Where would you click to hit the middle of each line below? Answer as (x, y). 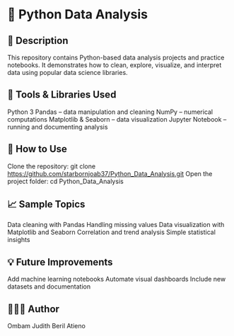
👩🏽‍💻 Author (34, 309)
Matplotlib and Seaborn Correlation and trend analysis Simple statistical (111, 232)
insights (19, 240)
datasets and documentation (49, 286)
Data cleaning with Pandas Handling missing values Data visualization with (116, 225)
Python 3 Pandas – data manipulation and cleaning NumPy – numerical (110, 112)
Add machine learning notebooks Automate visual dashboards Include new (117, 279)
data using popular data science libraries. (68, 73)
